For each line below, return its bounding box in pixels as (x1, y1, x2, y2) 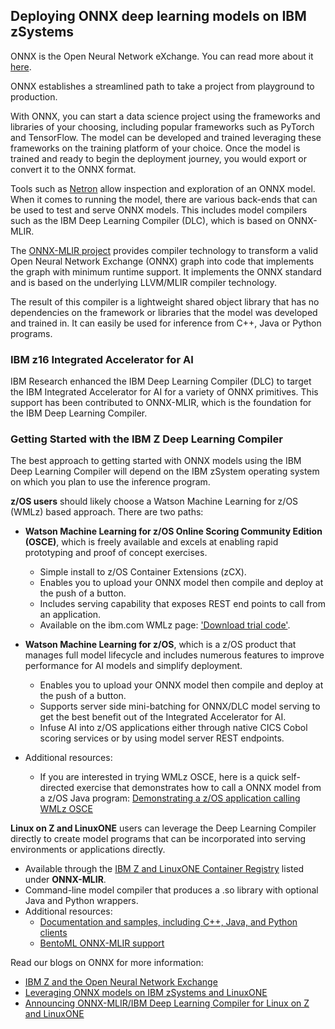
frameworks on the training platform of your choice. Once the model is (10, 142, 301, 154)
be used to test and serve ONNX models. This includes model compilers (10, 204, 308, 216)
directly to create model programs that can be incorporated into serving (10, 833, 307, 845)
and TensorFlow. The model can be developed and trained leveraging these (10, 131, 322, 143)
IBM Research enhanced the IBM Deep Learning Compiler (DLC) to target (10, 375, 312, 388)
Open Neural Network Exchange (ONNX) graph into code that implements (10, 255, 315, 267)
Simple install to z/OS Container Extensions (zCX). (39, 566, 247, 578)
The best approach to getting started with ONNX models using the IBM (10, 455, 302, 467)
